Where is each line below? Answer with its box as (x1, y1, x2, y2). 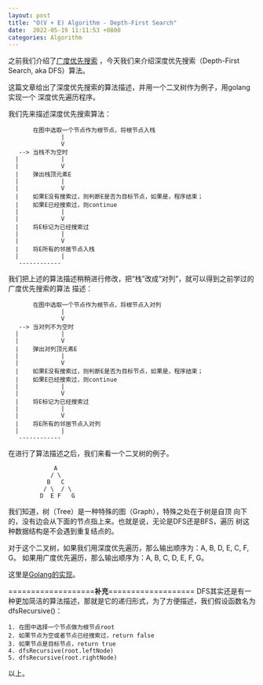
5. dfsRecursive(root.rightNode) (8, 654, 118, 662)
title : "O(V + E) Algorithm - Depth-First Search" (8, 19, 177, 27)
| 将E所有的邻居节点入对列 (15, 420, 101, 428)
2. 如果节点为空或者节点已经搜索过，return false (8, 631, 155, 640)
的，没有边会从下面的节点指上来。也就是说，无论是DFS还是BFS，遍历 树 (8, 517, 243, 526)
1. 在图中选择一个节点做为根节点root (8, 624, 115, 631)
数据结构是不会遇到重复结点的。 (14, 527, 119, 536)
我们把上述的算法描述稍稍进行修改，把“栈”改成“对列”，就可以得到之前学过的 (8, 274, 254, 283)
